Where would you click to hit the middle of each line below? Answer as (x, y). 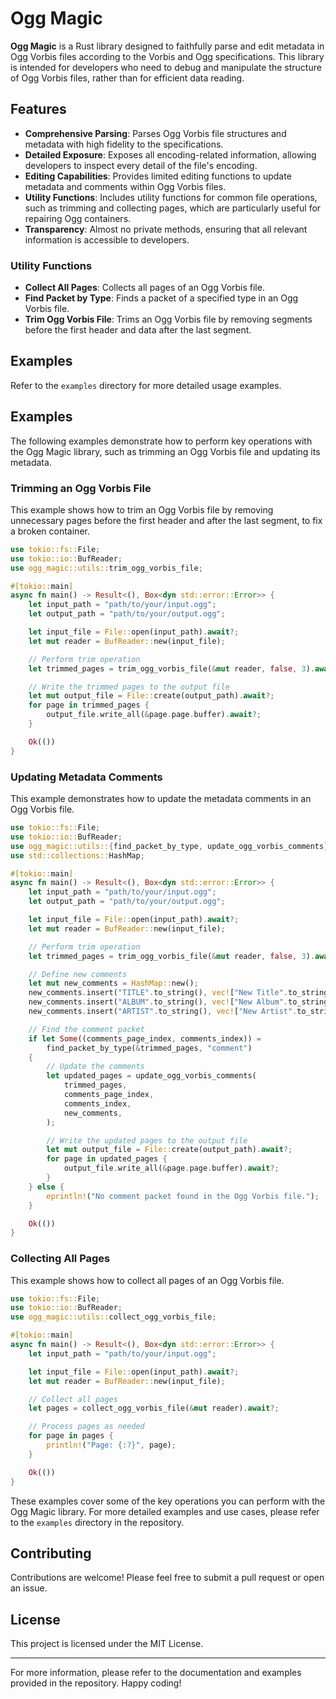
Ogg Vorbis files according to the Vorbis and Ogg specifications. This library (167, 56)
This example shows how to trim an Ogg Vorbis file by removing (142, 509)
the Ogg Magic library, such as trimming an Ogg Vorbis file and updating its (165, 451)
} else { (46, 1187)
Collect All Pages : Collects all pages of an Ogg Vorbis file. (144, 288)
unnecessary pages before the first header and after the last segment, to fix (166, 520)
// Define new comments (78, 974)
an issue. (29, 1588)
